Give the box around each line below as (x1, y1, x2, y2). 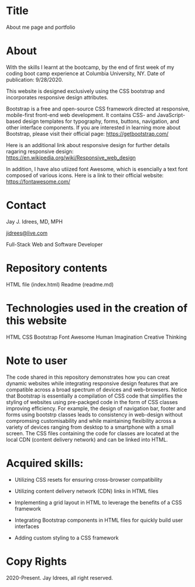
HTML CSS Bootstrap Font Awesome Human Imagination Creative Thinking (6, 333, 187, 341)
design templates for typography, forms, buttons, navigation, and (22, 118, 180, 125)
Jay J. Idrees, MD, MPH (6, 218, 63, 225)
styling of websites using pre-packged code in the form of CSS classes (6, 398, 178, 405)
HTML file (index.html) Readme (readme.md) (6, 281, 114, 288)
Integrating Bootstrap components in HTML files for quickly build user (14, 516, 183, 523)
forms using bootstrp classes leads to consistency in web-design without (6, 411, 183, 418)
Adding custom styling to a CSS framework (14, 534, 119, 541)
